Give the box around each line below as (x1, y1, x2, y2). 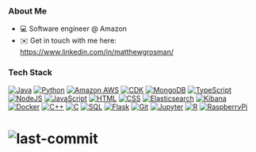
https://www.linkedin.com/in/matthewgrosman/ (19, 47, 174, 57)
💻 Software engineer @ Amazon (19, 24, 128, 33)
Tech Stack (8, 67, 53, 78)
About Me (8, 6, 48, 17)
